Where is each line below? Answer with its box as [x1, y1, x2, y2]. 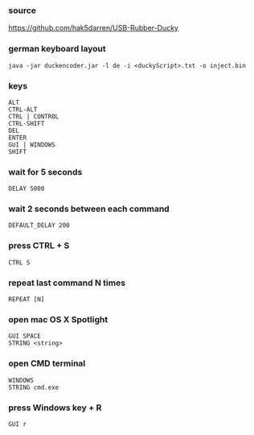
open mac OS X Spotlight [8, 314, 109, 325]
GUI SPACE [8, 332, 42, 341]
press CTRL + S [8, 240, 70, 251]
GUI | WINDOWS [8, 140, 56, 149]
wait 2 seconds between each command [8, 203, 170, 214]
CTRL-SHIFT [8, 119, 45, 127]
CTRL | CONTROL [8, 112, 59, 121]
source [8, 5, 37, 16]
